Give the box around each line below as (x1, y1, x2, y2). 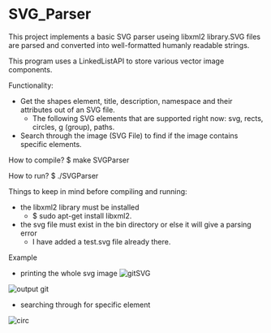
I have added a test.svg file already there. (32, 236, 171, 246)
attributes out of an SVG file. (19, 105, 115, 115)
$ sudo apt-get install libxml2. (32, 210, 132, 220)
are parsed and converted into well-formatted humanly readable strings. (8, 40, 250, 50)
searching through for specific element (19, 300, 151, 309)
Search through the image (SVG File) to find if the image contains (19, 131, 239, 141)
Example (8, 253, 38, 262)
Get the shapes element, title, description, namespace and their (19, 96, 233, 106)
